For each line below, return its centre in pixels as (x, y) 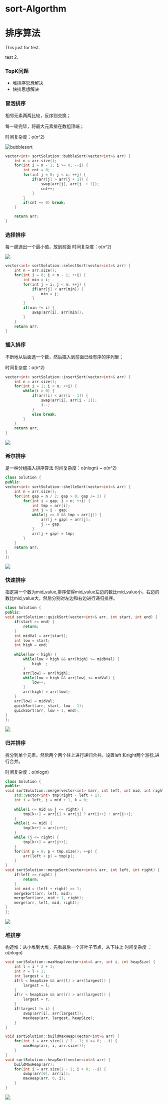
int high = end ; (31, 645)
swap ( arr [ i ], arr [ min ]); (58, 313)
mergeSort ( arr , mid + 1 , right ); (49, 898)
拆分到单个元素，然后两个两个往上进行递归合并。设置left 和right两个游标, (80, 755)
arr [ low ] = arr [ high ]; (47, 673)
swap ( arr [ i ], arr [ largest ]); (53, 1013)
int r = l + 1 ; (30, 971)
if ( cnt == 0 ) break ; (44, 203)
